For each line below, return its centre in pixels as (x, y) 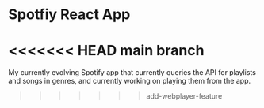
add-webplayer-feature (184, 96)
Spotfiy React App (69, 15)
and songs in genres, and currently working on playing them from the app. (130, 81)
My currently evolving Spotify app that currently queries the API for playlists (132, 73)
